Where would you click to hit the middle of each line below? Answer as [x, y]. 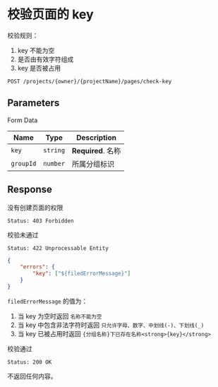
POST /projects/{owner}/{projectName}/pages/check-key [90, 81]
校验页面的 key [50, 14]
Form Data [23, 120]
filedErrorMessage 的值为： [48, 301]
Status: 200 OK [30, 362]
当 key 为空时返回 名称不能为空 [60, 316]
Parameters [34, 103]
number [54, 163]
